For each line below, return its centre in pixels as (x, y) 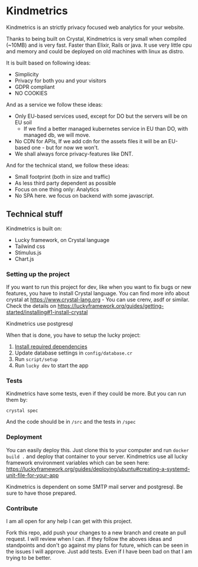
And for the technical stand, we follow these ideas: (68, 165)
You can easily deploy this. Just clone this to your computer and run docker (98, 450)
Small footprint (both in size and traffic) (62, 176)
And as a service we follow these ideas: (54, 104)
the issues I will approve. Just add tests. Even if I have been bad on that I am (99, 551)
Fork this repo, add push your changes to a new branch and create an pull (96, 532)
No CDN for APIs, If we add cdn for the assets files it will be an (91, 141)
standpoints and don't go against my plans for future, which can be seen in (98, 545)
